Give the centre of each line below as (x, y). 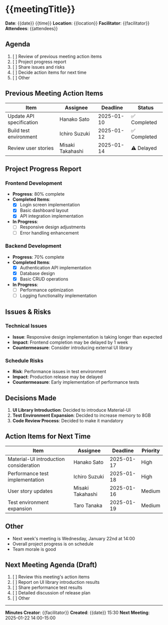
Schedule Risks (24, 361)
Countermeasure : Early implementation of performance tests (76, 382)
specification (23, 122)
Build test (19, 130)
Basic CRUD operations (44, 279)
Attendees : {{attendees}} (31, 28)
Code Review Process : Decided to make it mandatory (68, 420)
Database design (37, 273)
